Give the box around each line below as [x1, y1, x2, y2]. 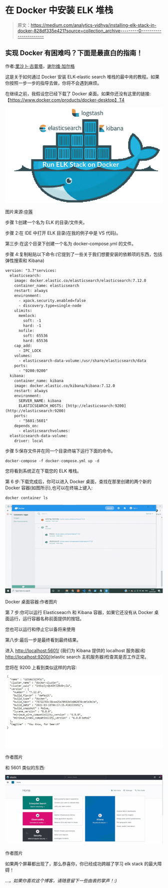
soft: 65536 [23, 334, 48, 339]
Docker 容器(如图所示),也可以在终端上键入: [5, 485, 93, 491]
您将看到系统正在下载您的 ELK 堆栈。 [5, 468, 81, 474]
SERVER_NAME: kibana [18, 399, 61, 404]
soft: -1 [23, 319, 41, 324]
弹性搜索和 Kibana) [5, 257, 44, 263]
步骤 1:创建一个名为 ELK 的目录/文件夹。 [5, 219, 87, 225]
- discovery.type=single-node [18, 304, 81, 309]
